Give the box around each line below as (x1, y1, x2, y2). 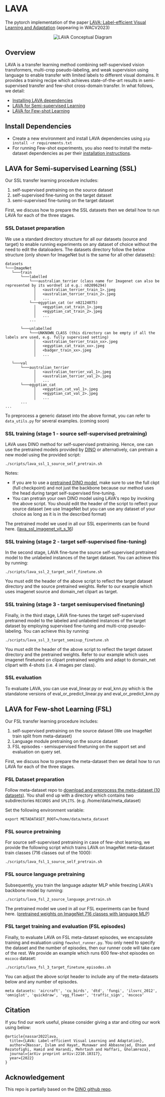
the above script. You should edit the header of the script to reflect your (12, 500, 159, 506)
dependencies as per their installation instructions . (29, 150, 132, 156)
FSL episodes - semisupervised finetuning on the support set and (12, 743, 146, 749)
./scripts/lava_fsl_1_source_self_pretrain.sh (5, 859, 102, 864)
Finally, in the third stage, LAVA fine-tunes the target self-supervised (5, 612, 144, 618)
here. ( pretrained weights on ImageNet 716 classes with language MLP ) (5, 911, 150, 917)
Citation (5, 1006, 31, 1015)
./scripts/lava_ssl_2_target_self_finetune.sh (5, 569, 102, 574)
